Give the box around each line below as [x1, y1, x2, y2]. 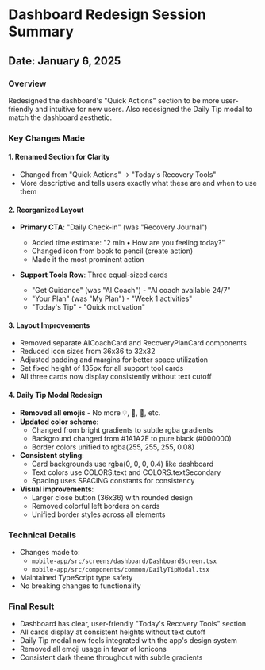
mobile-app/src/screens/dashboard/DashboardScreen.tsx [31, 557, 217, 565]
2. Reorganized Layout [8, 205, 84, 214]
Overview [8, 78, 47, 89]
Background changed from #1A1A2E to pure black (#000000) [31, 433, 232, 443]
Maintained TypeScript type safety [19, 572, 133, 582]
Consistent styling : [19, 450, 85, 460]
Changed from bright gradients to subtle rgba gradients [31, 425, 213, 434]
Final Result [8, 601, 55, 612]
